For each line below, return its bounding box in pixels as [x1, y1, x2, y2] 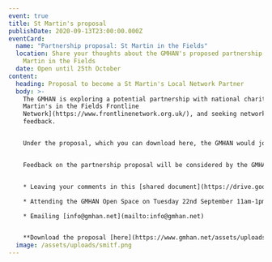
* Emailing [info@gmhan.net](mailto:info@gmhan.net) [23, 212, 205, 220]
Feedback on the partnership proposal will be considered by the [23, 161, 249, 169]
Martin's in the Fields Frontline [23, 102, 139, 110]
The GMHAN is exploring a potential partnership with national [23, 95, 241, 103]
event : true [8, 11, 49, 20]
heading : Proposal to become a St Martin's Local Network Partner [15, 79, 244, 88]
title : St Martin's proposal [8, 19, 107, 28]
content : [8, 72, 38, 80]
